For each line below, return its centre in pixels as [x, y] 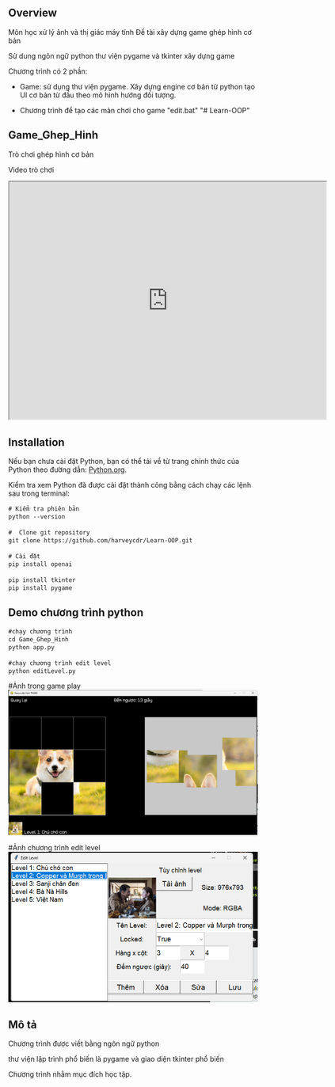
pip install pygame [40, 588]
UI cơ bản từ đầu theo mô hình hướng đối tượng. [98, 95]
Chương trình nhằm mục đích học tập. [70, 1074]
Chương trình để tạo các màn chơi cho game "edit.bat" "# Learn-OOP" [135, 110]
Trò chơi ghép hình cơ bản [51, 154]
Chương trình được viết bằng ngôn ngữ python [84, 1043]
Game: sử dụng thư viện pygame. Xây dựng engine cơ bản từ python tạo [137, 86]
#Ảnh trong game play [45, 686]
